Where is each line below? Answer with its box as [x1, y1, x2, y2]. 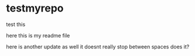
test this [6, 21, 26, 28]
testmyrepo [6, 2, 64, 15]
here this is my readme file [6, 32, 70, 39]
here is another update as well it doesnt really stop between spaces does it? [6, 43, 190, 50]
